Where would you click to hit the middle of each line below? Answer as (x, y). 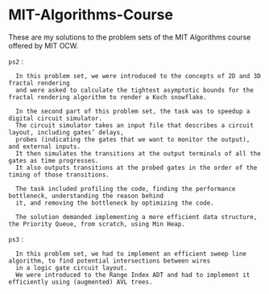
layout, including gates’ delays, (66, 132)
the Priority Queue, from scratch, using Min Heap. (97, 224)
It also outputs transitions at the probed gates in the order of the (137, 168)
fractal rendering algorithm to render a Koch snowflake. (108, 97)
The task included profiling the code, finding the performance (126, 188)
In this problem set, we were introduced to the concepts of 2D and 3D (139, 76)
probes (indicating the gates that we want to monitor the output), (133, 139)
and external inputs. (45, 147)
